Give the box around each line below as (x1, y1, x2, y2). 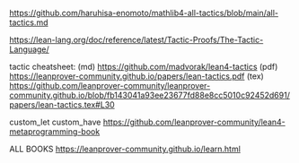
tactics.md (9, 17, 48, 28)
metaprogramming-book (9, 126, 101, 137)
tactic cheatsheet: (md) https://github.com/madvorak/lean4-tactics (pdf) (9, 62, 278, 72)
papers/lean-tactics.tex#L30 (9, 99, 115, 110)
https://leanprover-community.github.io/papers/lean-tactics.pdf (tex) (9, 71, 265, 81)
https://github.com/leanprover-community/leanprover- (9, 81, 211, 90)
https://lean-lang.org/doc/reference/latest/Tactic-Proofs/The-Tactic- (9, 35, 264, 45)
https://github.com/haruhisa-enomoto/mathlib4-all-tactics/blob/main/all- (9, 8, 279, 18)
